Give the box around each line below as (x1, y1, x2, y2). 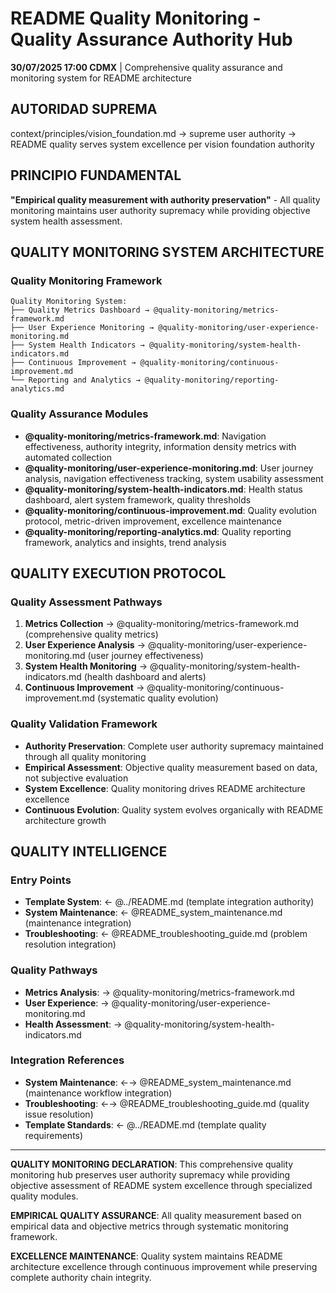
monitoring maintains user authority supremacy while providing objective (10, 204, 311, 216)
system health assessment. (10, 215, 123, 227)
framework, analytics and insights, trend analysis (24, 536, 227, 548)
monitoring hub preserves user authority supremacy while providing (10, 1168, 291, 1181)
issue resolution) (24, 1108, 94, 1120)
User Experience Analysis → (24, 639, 146, 651)
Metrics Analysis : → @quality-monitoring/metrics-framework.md (24, 986, 295, 998)
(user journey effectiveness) (87, 650, 204, 662)
